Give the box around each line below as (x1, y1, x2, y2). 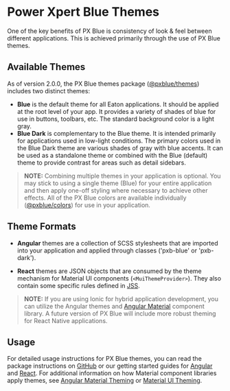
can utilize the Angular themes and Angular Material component (23, 302, 205, 310)
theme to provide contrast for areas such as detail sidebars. (16, 158, 187, 167)
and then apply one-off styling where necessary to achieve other (23, 186, 208, 194)
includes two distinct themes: (7, 86, 91, 95)
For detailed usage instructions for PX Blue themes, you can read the (7, 355, 203, 363)
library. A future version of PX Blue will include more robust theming (23, 309, 216, 318)
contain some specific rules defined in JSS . (16, 281, 141, 289)
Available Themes (7, 61, 86, 73)
